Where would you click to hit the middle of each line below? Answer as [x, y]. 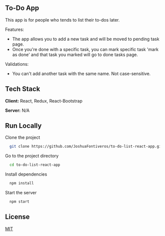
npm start [19, 202]
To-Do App [22, 8]
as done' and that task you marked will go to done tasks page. [75, 54]
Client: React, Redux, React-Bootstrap [44, 101]
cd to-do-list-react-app [35, 165]
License [17, 217]
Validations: [17, 64]
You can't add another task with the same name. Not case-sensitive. [81, 74]
